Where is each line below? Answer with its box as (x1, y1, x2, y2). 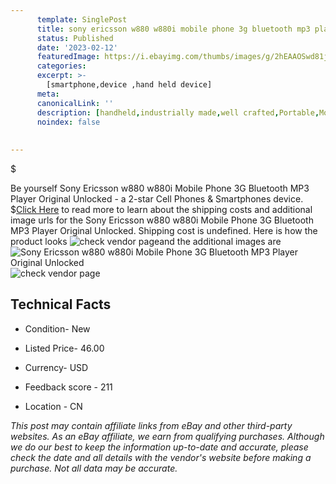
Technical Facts (10, 296, 112, 313)
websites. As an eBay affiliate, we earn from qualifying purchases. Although (10, 430, 325, 442)
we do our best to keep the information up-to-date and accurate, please (10, 441, 309, 453)
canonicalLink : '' (36, 98, 114, 108)
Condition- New (24, 322, 91, 335)
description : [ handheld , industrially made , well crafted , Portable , (36, 107, 320, 118)
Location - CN (24, 400, 83, 412)
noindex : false (36, 117, 101, 127)
